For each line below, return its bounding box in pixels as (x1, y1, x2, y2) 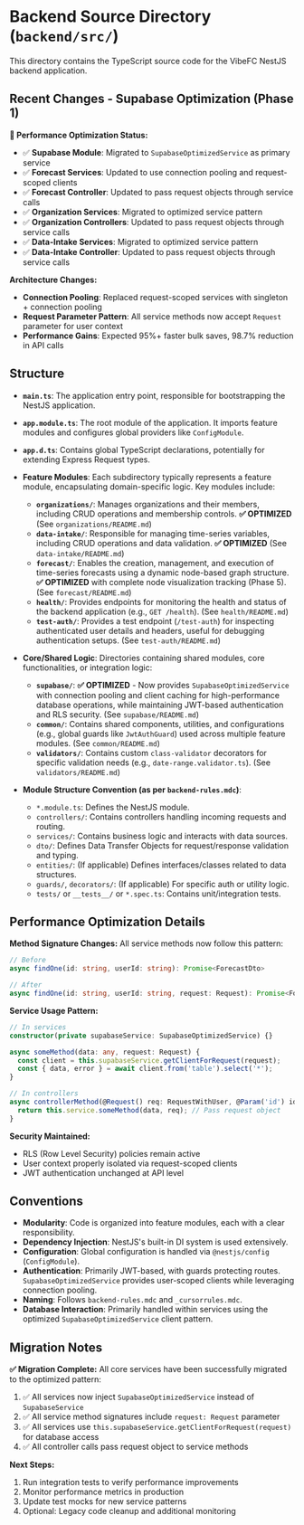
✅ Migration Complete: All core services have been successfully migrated (9, 1364, 288, 1375)
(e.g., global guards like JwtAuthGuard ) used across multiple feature (35, 728, 286, 739)
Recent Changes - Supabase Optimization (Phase (9, 91, 294, 107)
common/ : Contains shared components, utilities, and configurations (35, 718, 285, 729)
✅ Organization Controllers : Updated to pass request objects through (22, 216, 285, 227)
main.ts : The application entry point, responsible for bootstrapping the (22, 390, 286, 401)
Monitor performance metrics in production (22, 1486, 185, 1498)
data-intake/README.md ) (35, 547, 125, 558)
